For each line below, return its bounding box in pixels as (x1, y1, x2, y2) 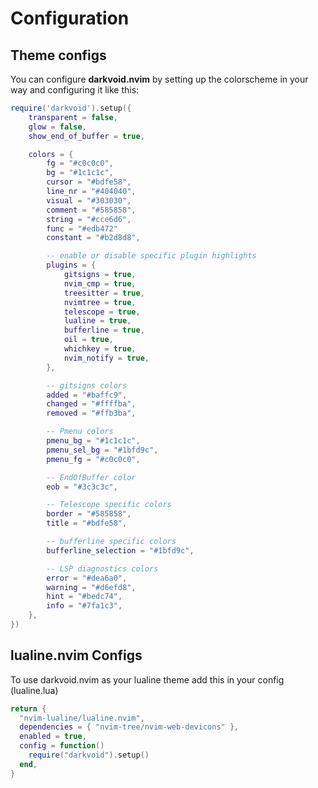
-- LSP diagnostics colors (46, 563, 159, 574)
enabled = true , (19, 732, 87, 742)
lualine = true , (63, 316, 132, 326)
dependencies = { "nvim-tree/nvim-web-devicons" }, (19, 722, 240, 732)
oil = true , (63, 335, 114, 345)
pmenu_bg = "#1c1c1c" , (46, 436, 141, 446)
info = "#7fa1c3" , (46, 601, 123, 611)
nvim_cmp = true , (63, 278, 137, 289)
